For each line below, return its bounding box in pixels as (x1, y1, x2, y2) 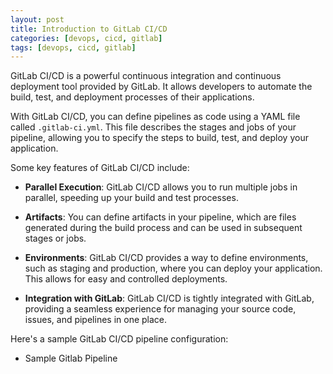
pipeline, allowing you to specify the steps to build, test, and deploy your (10, 132, 309, 144)
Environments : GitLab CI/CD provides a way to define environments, (24, 252, 309, 264)
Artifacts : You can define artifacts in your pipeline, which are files (24, 211, 297, 223)
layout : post (10, 14, 65, 25)
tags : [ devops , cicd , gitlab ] (10, 42, 137, 53)
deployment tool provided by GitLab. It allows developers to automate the (10, 81, 313, 93)
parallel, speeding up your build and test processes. (24, 192, 239, 204)
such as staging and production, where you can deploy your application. (24, 262, 323, 275)
